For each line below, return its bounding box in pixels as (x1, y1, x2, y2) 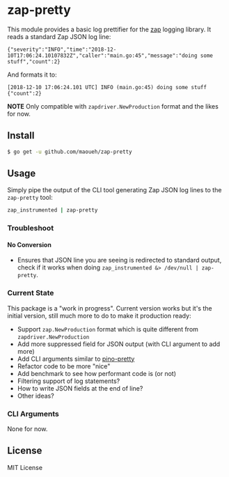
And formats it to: (7, 70, 57, 79)
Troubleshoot (7, 224, 54, 233)
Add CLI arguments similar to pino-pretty (17, 354, 135, 363)
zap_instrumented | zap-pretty (7, 207, 98, 214)
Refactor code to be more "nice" (17, 361, 111, 370)
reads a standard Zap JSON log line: (7, 32, 111, 40)
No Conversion (7, 240, 52, 249)
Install (7, 130, 35, 141)
